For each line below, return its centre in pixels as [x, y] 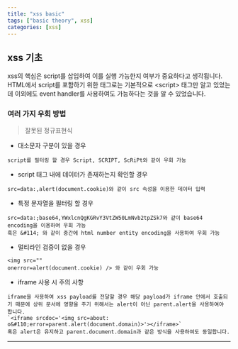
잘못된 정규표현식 [49, 131]
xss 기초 [25, 57]
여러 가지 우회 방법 [37, 114]
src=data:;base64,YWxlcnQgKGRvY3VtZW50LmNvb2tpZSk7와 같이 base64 [105, 218]
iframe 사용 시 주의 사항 [50, 282]
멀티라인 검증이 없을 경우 [52, 247]
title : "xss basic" [36, 14]
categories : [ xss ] [34, 27]
